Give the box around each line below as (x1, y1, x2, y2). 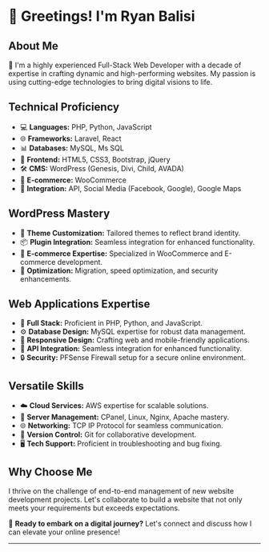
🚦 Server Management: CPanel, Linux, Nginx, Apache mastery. (19, 412, 230, 422)
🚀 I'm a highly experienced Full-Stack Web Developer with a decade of (8, 60, 242, 70)
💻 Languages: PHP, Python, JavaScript (19, 122, 152, 131)
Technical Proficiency (8, 100, 120, 114)
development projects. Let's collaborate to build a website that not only (8, 495, 243, 505)
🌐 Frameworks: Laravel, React (19, 134, 122, 143)
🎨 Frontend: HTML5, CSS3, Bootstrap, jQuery (19, 154, 171, 164)
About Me (8, 39, 58, 53)
